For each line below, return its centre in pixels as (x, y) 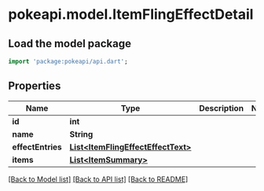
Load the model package (70, 44)
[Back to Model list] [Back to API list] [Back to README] (98, 179)
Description (222, 108)
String (81, 134)
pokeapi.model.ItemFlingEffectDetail (131, 15)
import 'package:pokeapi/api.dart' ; (68, 61)
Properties (35, 86)
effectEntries (37, 147)
